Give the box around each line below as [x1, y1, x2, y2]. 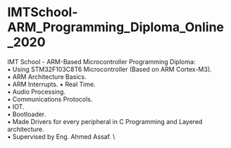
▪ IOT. [7, 102, 25, 111]
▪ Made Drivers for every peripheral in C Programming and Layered [7, 117, 203, 125]
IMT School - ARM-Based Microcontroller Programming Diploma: [7, 57, 196, 66]
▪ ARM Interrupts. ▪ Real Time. [7, 80, 96, 88]
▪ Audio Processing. [7, 87, 65, 96]
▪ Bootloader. [7, 110, 46, 118]
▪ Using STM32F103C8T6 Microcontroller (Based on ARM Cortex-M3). [7, 65, 213, 73]
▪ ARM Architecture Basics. [7, 72, 87, 81]
